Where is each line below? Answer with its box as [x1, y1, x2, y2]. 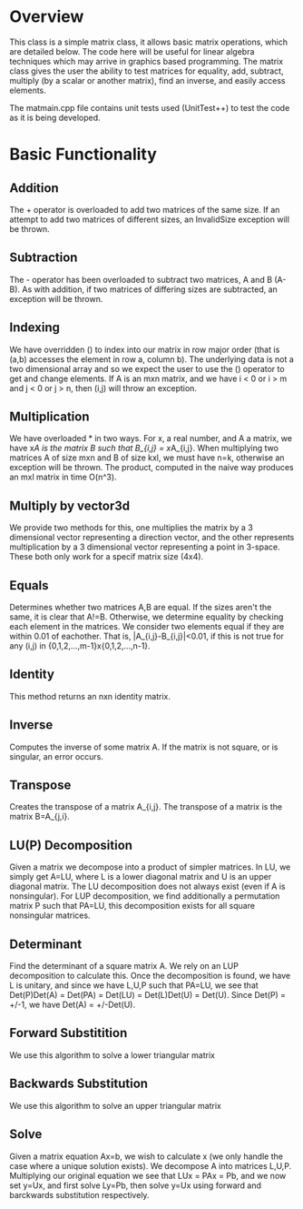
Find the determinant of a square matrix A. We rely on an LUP [9, 961, 239, 972]
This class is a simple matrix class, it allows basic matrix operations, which [9, 36, 288, 47]
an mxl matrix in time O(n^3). [9, 471, 117, 483]
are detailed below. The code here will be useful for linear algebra [9, 45, 255, 56]
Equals [9, 578, 49, 593]
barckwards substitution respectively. [9, 1189, 150, 1200]
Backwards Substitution [9, 1076, 148, 1092]
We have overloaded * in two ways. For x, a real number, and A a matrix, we [9, 433, 293, 444]
